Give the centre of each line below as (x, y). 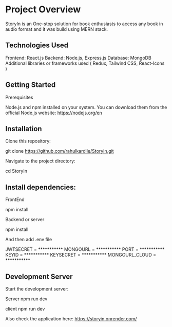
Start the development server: (37, 289)
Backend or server (25, 220)
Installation (24, 129)
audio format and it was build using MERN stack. (57, 29)
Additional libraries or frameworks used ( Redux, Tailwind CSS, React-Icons (85, 63)
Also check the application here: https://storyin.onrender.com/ (71, 319)
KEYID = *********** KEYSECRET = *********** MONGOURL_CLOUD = (81, 255)
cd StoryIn (16, 171)
